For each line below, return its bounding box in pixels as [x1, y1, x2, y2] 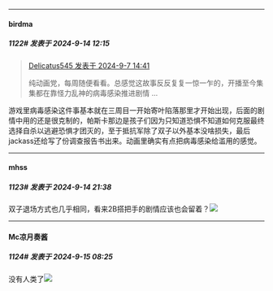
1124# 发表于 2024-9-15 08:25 [8, 252, 114, 262]
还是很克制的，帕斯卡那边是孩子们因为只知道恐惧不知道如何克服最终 [36, 115, 265, 125]
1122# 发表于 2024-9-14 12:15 [8, 38, 110, 49]
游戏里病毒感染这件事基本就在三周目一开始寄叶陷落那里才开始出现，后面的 [8, 105, 258, 115]
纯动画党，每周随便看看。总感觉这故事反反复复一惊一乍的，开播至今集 [28, 78, 264, 88]
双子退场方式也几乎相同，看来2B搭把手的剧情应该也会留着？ [8, 204, 210, 214]
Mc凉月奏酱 [8, 232, 49, 241]
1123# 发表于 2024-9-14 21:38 [8, 182, 112, 192]
